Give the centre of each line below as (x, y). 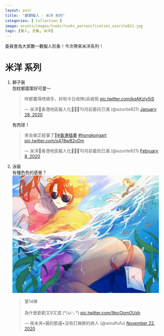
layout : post (18, 10)
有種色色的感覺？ (29, 173)
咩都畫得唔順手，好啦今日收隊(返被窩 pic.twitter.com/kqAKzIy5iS (89, 99)
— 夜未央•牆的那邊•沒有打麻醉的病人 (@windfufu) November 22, (90, 323)
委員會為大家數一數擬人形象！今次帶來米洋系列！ (54, 46)
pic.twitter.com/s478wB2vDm (54, 141)
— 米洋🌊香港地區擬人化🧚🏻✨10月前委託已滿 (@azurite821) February (91, 151)
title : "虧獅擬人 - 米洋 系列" (35, 15)
